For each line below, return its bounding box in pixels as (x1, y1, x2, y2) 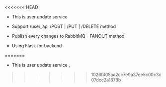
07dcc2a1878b (91, 77, 121, 83)
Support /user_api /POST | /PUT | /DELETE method (11, 23, 116, 29)
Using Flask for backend (11, 43, 62, 49)
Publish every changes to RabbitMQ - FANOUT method (11, 33, 125, 39)
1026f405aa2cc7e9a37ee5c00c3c (91, 72, 162, 78)
